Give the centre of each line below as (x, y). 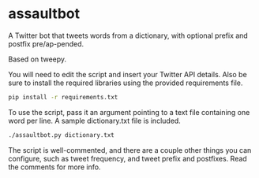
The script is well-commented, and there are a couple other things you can (130, 150)
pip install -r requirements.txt (63, 97)
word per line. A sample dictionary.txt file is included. (95, 121)
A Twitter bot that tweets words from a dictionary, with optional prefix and (128, 35)
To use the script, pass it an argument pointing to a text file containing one (129, 112)
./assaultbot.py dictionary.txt (61, 135)
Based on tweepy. (38, 59)
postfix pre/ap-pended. (46, 43)
